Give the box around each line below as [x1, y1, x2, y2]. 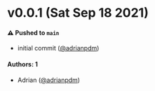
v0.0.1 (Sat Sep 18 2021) [7, 5, 149, 21]
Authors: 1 [7, 59, 39, 68]
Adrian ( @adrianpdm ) [17, 76, 81, 84]
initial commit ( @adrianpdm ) [17, 44, 100, 52]
